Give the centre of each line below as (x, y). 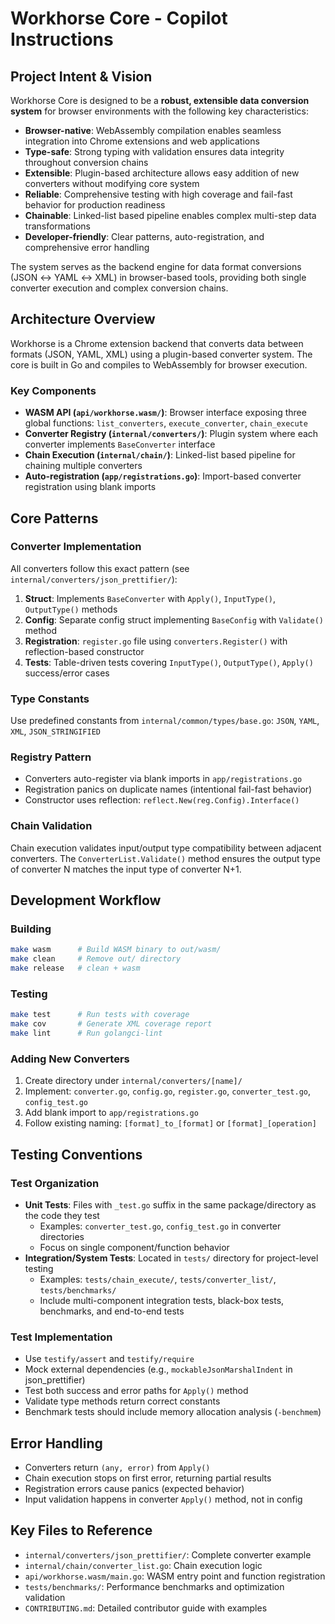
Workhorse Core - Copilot (119, 18)
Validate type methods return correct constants (122, 1401)
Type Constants (50, 699)
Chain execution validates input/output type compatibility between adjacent (166, 848)
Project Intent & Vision (81, 76)
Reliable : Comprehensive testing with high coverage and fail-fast (158, 194)
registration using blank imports (90, 487)
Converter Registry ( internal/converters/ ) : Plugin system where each (171, 434)
